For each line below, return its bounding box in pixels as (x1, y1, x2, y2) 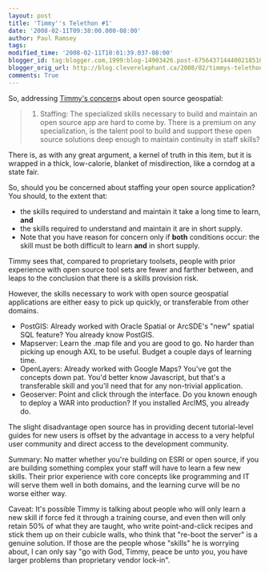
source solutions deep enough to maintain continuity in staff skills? (39, 134, 260, 144)
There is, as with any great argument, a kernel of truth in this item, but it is (8, 150, 252, 159)
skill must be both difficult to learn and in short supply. (19, 240, 200, 250)
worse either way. (8, 488, 67, 498)
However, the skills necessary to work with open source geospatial (8, 289, 229, 298)
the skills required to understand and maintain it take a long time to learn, (19, 206, 261, 216)
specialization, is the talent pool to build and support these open (39, 126, 252, 135)
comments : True (8, 71, 59, 79)
